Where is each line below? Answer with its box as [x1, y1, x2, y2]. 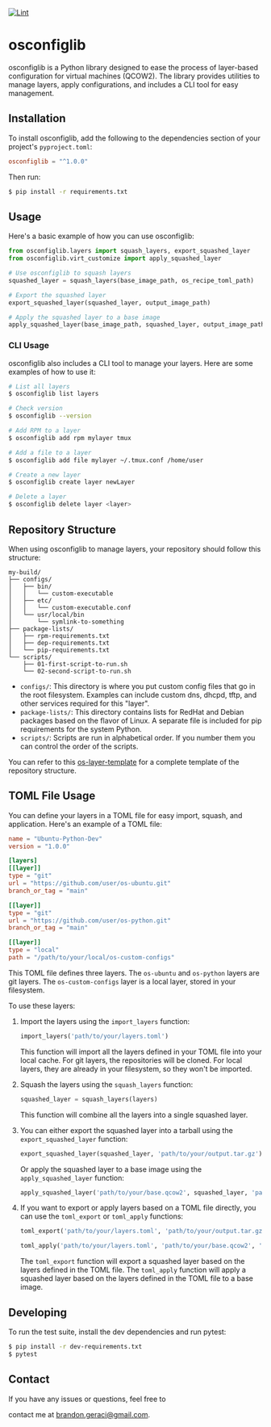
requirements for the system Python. [19, 724, 143, 734]
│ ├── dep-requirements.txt [8, 639, 110, 647]
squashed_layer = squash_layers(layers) [19, 1095, 158, 1103]
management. [8, 88, 55, 98]
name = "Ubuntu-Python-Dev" [8, 834, 103, 843]
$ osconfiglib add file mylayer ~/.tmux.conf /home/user [8, 456, 204, 464]
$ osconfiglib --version [8, 412, 92, 420]
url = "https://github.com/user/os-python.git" [8, 917, 172, 925]
